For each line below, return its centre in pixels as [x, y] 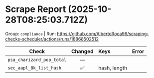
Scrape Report [36, 9]
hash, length [113, 67]
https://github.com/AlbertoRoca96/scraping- [103, 33]
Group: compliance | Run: [31, 33]
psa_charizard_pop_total [37, 59]
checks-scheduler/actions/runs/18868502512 [52, 39]
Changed [82, 51]
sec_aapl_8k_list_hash [34, 68]
